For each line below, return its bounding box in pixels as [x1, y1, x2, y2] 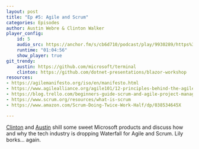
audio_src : [17, 42, 44, 48]
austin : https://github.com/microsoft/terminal [17, 63, 136, 70]
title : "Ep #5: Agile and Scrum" [6, 14, 89, 20]
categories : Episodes [6, 20, 60, 25]
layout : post [6, 8, 38, 15]
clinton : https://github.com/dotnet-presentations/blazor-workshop [17, 69, 187, 75]
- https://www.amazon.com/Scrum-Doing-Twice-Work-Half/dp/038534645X [6, 102, 182, 108]
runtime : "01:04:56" [17, 47, 68, 53]
